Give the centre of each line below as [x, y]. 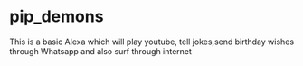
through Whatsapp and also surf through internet [101, 51]
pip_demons [57, 17]
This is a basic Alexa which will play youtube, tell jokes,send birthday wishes [152, 42]
